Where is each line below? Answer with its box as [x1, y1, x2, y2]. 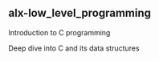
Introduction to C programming [8, 27, 111, 37]
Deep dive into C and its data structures [8, 43, 140, 53]
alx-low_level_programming [8, 6, 151, 20]
